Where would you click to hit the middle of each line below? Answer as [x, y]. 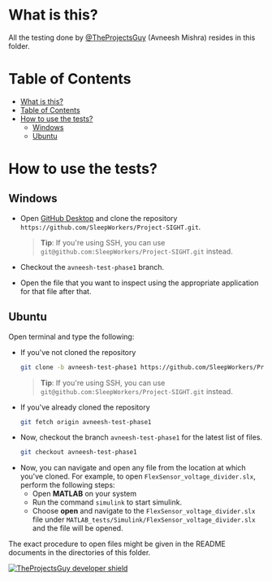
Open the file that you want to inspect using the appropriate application [139, 283]
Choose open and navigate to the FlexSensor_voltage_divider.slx [144, 511]
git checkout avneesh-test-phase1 [78, 453]
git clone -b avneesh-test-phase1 [78, 367]
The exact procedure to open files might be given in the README [117, 544]
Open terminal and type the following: [71, 336]
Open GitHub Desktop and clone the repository [99, 218]
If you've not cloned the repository [78, 352]
